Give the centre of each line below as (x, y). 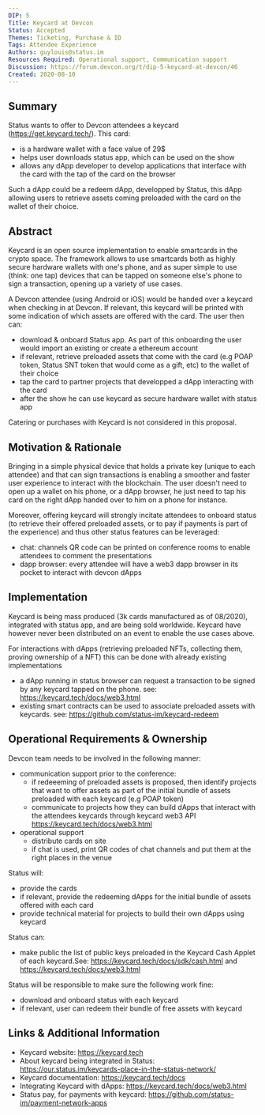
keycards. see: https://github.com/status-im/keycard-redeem (119, 714)
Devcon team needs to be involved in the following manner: (105, 758)
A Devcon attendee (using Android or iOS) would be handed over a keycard (131, 299)
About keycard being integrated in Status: (87, 1060)
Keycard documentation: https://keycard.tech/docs (103, 1077)
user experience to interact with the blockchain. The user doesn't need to (127, 483)
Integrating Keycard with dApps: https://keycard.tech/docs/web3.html (133, 1086)
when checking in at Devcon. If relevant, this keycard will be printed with (126, 308)
